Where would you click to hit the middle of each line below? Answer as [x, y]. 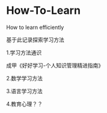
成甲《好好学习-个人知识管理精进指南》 [55, 65]
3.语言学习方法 [25, 91]
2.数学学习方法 [25, 78]
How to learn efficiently [35, 27]
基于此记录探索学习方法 [35, 39]
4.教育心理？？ [25, 104]
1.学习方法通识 [24, 53]
